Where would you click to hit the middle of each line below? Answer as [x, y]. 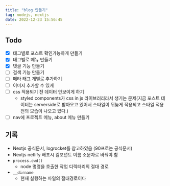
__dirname [23, 172]
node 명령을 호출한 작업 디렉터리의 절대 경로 [64, 166]
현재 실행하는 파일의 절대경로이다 [53, 178]
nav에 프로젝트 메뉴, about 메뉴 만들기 [51, 117]
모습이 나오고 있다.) [49, 111]
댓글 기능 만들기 [28, 66]
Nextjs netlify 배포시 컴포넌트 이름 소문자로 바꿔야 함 [65, 154]
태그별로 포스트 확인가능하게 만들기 [47, 53]
